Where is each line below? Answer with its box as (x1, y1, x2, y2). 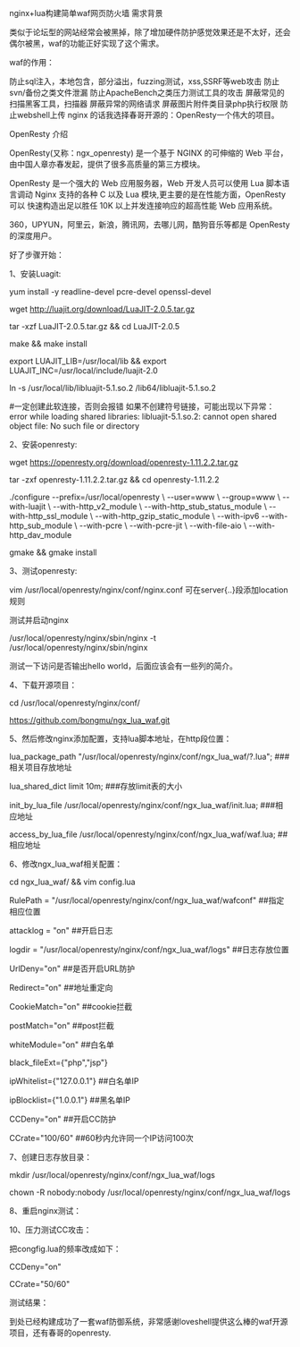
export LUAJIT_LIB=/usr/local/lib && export (9, 356, 167, 366)
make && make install (9, 338, 87, 349)
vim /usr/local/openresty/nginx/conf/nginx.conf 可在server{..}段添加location (9, 584, 288, 595)
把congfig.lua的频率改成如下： (9, 1243, 121, 1254)
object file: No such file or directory (9, 421, 140, 431)
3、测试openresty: (9, 566, 78, 575)
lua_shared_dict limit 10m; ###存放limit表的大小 (9, 781, 183, 791)
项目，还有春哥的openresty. (9, 1327, 112, 1338)
